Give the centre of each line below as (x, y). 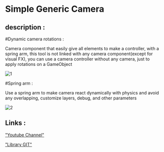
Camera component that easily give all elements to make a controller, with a (82, 48)
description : (25, 27)
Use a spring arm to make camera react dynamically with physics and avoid (82, 93)
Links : (16, 123)
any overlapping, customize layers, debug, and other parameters (71, 98)
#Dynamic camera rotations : (35, 39)
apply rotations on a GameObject (39, 64)
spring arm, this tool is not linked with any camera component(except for (79, 54)
